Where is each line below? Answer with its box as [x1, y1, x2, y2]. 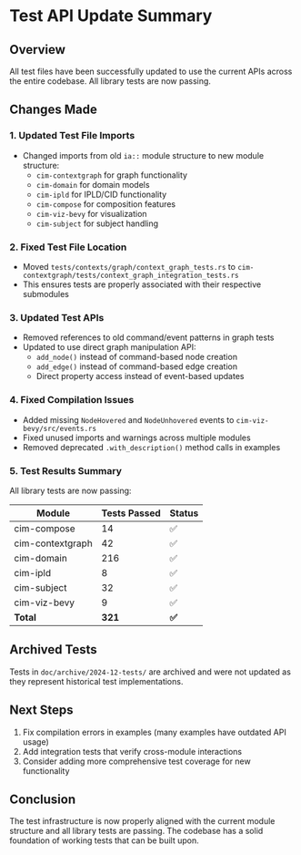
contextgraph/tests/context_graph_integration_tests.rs [22, 271, 239, 280]
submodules [22, 288, 70, 299]
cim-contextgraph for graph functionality [35, 170, 188, 180]
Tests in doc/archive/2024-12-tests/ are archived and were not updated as [9, 666, 291, 677]
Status [169, 507, 199, 520]
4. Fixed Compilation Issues [9, 394, 135, 407]
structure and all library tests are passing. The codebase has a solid [9, 826, 264, 837]
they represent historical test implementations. [9, 675, 184, 686]
